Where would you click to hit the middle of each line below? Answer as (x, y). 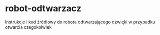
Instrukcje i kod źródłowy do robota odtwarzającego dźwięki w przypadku (80, 22)
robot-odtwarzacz (43, 9)
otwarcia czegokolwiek (29, 27)
